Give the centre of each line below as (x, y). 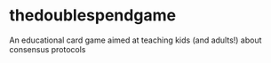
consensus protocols (48, 49)
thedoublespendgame (92, 16)
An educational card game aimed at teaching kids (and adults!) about (135, 40)
